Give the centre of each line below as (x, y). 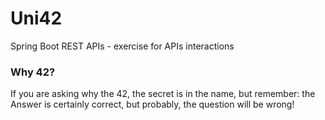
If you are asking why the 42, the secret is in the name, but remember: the (163, 94)
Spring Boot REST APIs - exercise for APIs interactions (122, 46)
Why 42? (33, 72)
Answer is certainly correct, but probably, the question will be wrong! (152, 104)
